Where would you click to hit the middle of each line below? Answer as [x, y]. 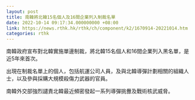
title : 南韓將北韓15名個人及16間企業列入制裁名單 [61, 17]
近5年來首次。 [24, 59]
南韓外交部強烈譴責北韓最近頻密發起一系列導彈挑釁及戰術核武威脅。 [90, 91]
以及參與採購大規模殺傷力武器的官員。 [64, 79]
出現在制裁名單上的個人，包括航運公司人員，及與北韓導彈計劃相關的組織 [95, 71]
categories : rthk [28, 34]
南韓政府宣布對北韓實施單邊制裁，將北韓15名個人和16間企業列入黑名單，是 [98, 51]
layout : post [22, 12]
